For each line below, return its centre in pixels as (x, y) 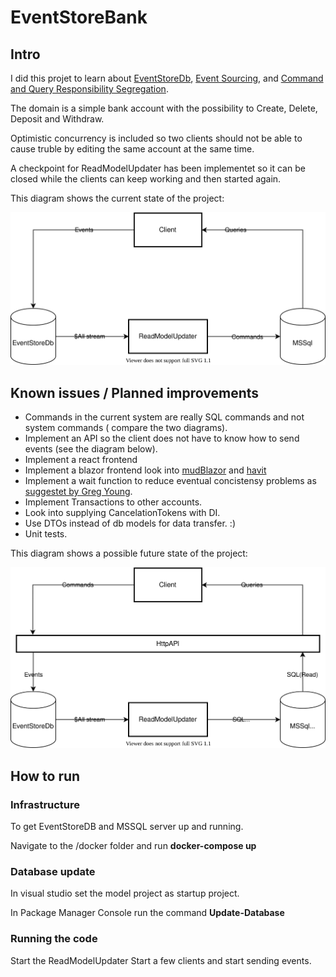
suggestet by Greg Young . (78, 492)
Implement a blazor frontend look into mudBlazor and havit (145, 470)
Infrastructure (45, 804)
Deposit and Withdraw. (57, 119)
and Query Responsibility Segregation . (89, 89)
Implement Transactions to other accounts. (113, 502)
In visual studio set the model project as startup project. (125, 893)
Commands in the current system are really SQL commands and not (164, 417)
